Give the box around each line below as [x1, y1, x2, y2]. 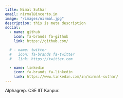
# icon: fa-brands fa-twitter [9, 52, 75, 57]
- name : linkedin [9, 65, 45, 70]
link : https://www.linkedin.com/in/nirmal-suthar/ [14, 74, 119, 79]
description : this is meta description [5, 20, 86, 26]
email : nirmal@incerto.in [5, 12, 57, 16]
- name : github [9, 30, 40, 34]
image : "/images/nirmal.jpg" [5, 16, 64, 21]
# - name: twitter [9, 47, 47, 52]
